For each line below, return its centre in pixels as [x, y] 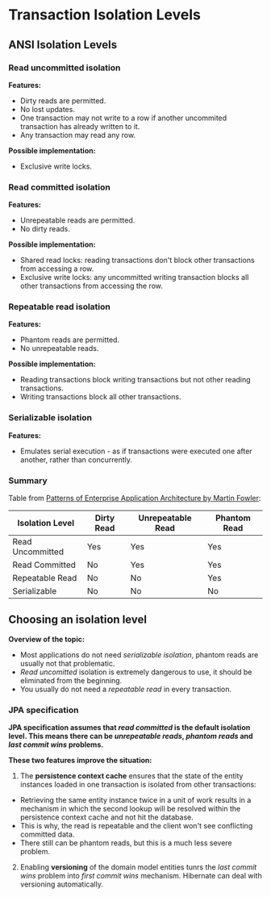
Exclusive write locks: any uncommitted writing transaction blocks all [134, 277]
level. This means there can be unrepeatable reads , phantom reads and [131, 736]
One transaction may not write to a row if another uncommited [123, 118]
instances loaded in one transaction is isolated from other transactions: [138, 785]
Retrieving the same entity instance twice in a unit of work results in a [135, 800]
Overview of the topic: [46, 639]
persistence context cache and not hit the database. [106, 817]
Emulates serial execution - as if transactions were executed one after [136, 451]
